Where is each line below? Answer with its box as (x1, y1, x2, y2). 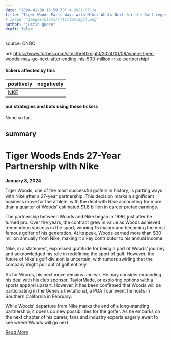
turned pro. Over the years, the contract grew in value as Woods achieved (5, 219, 160, 225)
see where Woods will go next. (5, 319, 70, 325)
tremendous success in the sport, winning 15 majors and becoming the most (5, 224, 165, 230)
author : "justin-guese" (5, 21, 56, 27)
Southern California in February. (5, 293, 72, 299)
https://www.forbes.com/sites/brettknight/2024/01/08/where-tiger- (13, 51, 155, 57)
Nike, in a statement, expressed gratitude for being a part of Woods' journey (5, 245, 165, 251)
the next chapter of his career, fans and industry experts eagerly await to (5, 313, 159, 320)
